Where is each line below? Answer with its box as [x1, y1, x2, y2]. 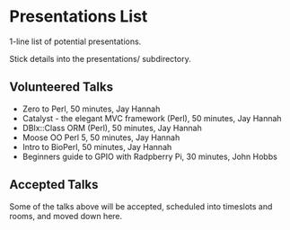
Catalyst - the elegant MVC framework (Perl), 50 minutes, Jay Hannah [22, 112, 282, 123]
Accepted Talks [9, 177, 99, 192]
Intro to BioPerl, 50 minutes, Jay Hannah [22, 141, 172, 152]
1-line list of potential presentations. [9, 36, 142, 47]
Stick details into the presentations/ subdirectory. [9, 53, 191, 64]
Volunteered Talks [9, 79, 114, 95]
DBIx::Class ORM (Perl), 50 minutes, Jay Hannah [22, 122, 202, 133]
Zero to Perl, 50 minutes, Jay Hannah [22, 103, 161, 114]
